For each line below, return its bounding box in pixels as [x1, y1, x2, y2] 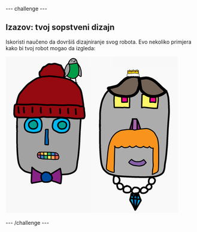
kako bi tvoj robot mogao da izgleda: [5, 44, 96, 51]
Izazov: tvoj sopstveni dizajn [5, 22, 115, 32]
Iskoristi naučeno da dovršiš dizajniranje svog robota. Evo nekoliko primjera [5, 38, 192, 45]
